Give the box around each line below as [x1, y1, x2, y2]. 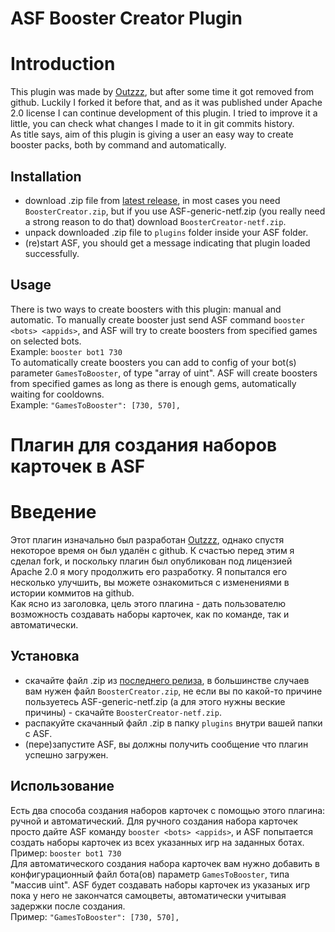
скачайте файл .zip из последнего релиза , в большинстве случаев [24, 674, 310, 686]
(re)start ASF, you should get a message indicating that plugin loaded [24, 237, 311, 249]
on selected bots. [10, 335, 82, 347]
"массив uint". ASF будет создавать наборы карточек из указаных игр [10, 878, 311, 891]
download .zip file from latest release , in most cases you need [24, 194, 281, 206]
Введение [10, 501, 97, 524]
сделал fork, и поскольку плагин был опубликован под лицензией [10, 555, 293, 567]
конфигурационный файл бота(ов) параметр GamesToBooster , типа [10, 868, 290, 880]
